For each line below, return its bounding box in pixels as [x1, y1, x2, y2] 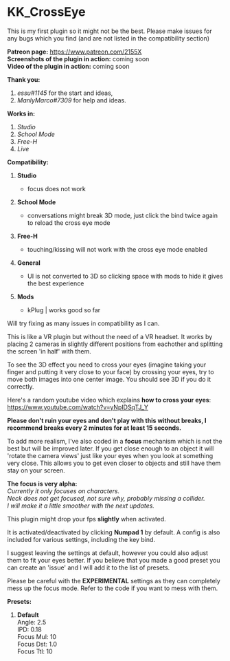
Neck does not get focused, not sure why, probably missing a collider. [7, 494, 205, 502]
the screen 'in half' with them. [7, 347, 91, 355]
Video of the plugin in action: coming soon [7, 62, 130, 70]
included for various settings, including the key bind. [7, 535, 156, 543]
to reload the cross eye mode [27, 218, 111, 227]
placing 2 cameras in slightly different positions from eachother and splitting [7, 340, 223, 348]
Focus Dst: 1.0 [16, 640, 57, 648]
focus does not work [27, 184, 86, 193]
